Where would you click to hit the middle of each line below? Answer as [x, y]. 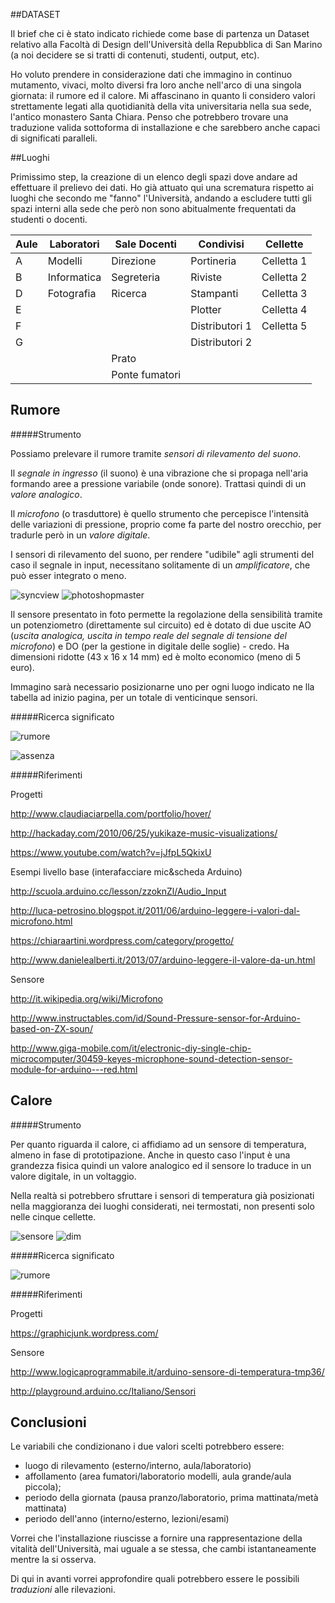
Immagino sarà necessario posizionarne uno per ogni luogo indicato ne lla [162, 686]
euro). [22, 667]
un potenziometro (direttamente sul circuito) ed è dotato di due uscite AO [161, 625]
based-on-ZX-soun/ [51, 1028]
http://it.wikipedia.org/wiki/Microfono [86, 998]
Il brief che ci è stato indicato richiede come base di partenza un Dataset [160, 33]
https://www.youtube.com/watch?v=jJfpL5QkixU [111, 852]
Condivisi [221, 244]
